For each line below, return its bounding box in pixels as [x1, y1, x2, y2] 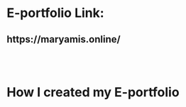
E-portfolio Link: [6, 5, 104, 21]
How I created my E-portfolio [6, 84, 180, 101]
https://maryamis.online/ [6, 33, 121, 45]
